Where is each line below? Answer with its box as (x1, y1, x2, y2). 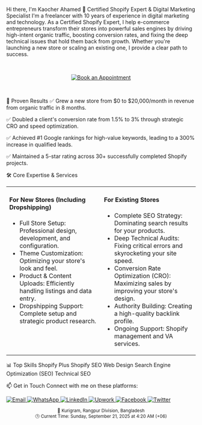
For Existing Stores (104, 196, 160, 204)
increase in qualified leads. (6, 141, 73, 148)
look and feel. (19, 264, 58, 272)
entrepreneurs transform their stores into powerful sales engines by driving (6, 25, 192, 32)
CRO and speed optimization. (6, 122, 79, 130)
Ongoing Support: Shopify (114, 324, 188, 333)
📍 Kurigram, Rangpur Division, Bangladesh (57, 408, 145, 414)
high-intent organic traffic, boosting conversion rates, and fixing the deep (6, 31, 188, 39)
